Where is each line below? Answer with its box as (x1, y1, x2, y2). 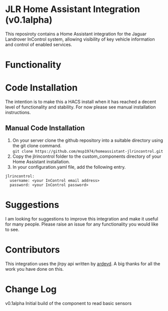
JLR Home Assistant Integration (5, 4, 140, 15)
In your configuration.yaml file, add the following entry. (12, 164, 126, 170)
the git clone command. (12, 142, 62, 149)
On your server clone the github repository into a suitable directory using (12, 137, 163, 143)
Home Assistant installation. (12, 158, 70, 164)
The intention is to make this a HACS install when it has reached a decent (5, 99, 156, 105)
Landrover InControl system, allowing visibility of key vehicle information (5, 36, 155, 42)
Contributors (5, 244, 60, 255)
